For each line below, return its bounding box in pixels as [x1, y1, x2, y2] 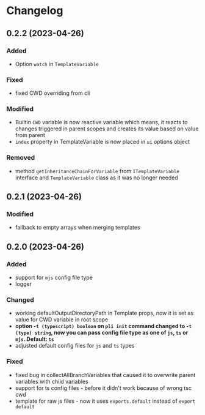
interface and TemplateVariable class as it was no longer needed [15, 174, 178, 181]
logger [15, 280, 32, 288]
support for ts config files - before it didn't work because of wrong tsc [15, 384, 192, 392]
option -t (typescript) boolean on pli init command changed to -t [15, 323, 192, 330]
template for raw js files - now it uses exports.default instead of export [15, 397, 196, 405]
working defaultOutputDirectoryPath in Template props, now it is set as [15, 310, 194, 317]
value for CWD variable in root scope [15, 316, 109, 323]
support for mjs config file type [15, 274, 93, 282]
